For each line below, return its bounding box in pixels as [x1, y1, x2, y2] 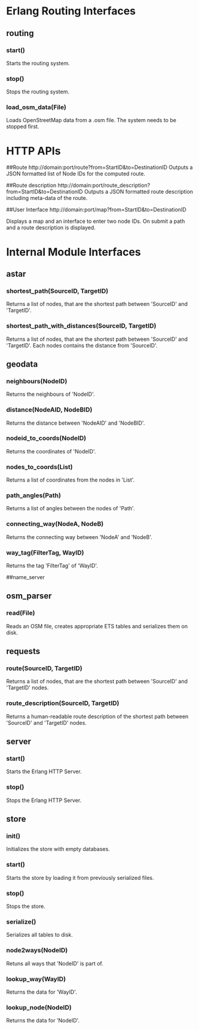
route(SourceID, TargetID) [6, 664, 82, 673]
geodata [6, 359, 38, 369]
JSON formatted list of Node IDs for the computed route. [6, 170, 145, 177]
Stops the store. [6, 903, 46, 910]
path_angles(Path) [6, 491, 62, 500]
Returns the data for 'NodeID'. [6, 1017, 79, 1024]
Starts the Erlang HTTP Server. [6, 768, 82, 775]
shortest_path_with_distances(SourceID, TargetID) [6, 322, 157, 330]
